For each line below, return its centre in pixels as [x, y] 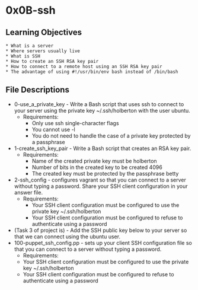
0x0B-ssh [31, 10]
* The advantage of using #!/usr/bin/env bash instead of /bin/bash [92, 72]
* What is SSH [23, 56]
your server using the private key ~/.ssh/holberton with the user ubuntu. [102, 110]
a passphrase [49, 142]
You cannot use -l [53, 129]
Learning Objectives [44, 32]
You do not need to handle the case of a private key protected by [111, 136]
